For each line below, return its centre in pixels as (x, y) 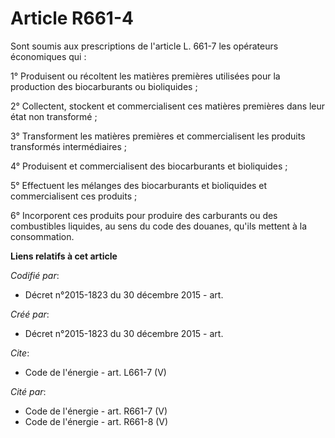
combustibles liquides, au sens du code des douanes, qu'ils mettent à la (159, 226)
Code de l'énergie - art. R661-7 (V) (96, 411)
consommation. (42, 236)
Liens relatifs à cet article (64, 256)
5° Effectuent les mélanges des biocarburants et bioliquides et (139, 185)
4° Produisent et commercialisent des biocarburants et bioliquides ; (149, 166)
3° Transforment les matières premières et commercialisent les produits (158, 136)
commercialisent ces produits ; (74, 196)
